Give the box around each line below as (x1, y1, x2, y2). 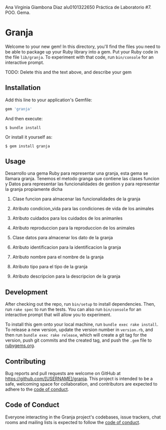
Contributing (5, 357, 46, 366)
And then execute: (5, 115, 43, 121)
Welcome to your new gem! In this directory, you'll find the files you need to (5, 43, 161, 49)
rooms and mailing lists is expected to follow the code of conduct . (5, 419, 141, 425)
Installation (5, 83, 41, 92)
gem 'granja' (5, 106, 32, 111)
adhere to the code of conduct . (5, 387, 69, 393)
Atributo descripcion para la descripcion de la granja (12, 273, 121, 279)
